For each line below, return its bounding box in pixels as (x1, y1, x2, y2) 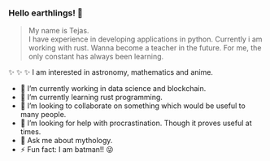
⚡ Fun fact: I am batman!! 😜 (20, 145, 114, 154)
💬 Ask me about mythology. (20, 136, 113, 146)
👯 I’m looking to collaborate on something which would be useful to (20, 101, 246, 111)
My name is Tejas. (28, 26, 89, 36)
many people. (20, 110, 67, 120)
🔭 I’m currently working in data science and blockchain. (20, 84, 207, 94)
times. (20, 127, 41, 137)
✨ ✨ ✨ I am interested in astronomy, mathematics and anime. (8, 67, 214, 77)
